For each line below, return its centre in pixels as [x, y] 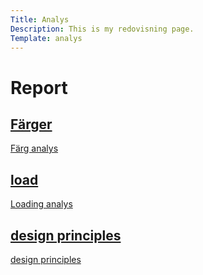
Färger [31, 124]
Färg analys [34, 148]
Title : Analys [40, 19]
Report [39, 87]
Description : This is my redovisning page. [102, 29]
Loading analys [41, 204]
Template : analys [46, 38]
